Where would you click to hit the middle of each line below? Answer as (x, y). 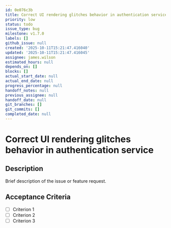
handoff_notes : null (27, 90)
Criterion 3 (24, 221)
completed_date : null (28, 114)
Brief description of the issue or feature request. (56, 181)
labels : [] (17, 39)
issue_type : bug (22, 29)
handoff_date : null (26, 100)
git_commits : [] (22, 109)
